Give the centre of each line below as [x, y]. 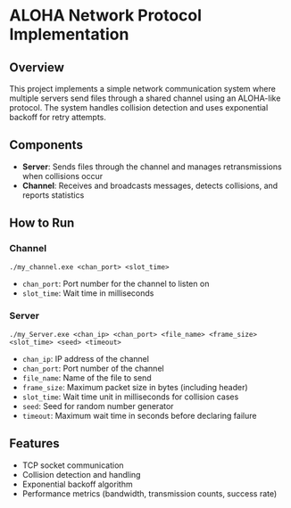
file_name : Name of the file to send [87, 377]
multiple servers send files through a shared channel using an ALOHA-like [145, 98]
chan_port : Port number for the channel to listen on [116, 283]
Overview [37, 67]
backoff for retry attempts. [58, 117]
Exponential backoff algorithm [77, 484]
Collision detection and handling [81, 474]
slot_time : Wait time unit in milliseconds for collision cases [130, 397]
